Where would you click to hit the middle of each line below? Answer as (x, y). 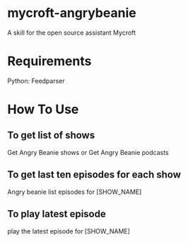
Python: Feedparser (36, 81)
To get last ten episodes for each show (94, 175)
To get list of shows (51, 136)
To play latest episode (57, 214)
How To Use (43, 109)
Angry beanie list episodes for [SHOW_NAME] (75, 192)
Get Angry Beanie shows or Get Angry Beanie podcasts (88, 152)
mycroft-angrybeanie (72, 13)
